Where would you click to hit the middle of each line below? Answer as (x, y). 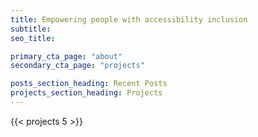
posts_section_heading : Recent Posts (89, 84)
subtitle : (31, 29)
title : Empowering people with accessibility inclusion (129, 19)
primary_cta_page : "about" (66, 56)
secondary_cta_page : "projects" (77, 66)
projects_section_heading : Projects (86, 93)
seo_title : (33, 38)
